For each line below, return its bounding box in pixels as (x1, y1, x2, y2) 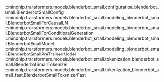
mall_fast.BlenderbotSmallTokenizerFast (4, 72, 86, 78)
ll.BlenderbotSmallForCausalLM (4, 20, 68, 26)
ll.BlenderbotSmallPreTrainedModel (4, 51, 76, 57)
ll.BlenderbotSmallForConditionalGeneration (4, 30, 94, 36)
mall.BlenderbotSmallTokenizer (4, 61, 68, 67)
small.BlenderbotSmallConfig (4, 9, 64, 15)
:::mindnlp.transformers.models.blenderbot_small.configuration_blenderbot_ (4, 4, 159, 10)
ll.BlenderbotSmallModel (4, 41, 55, 46)
